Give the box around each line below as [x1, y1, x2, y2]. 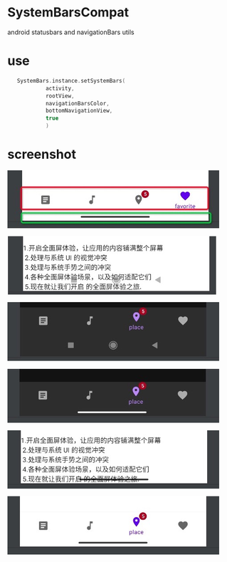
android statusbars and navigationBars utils [7, 28, 134, 36]
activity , [45, 85, 75, 92]
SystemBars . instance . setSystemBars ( [16, 77, 126, 84]
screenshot [7, 147, 77, 162]
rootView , [45, 92, 75, 100]
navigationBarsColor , [45, 100, 110, 107]
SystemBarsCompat [7, 4, 130, 21]
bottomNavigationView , [45, 108, 113, 115]
